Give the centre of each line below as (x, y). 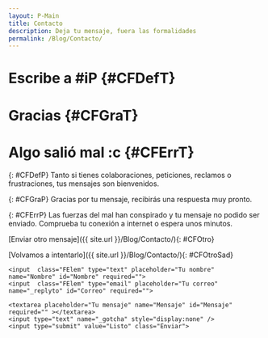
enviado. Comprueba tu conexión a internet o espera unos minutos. (120, 223)
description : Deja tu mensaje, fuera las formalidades (103, 31)
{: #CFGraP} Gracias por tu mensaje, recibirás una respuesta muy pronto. (130, 199)
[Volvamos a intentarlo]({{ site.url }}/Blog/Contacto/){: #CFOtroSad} (121, 255)
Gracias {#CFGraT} (73, 115)
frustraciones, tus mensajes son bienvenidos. (84, 184)
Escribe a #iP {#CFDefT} (92, 78)
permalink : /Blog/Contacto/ (56, 38)
